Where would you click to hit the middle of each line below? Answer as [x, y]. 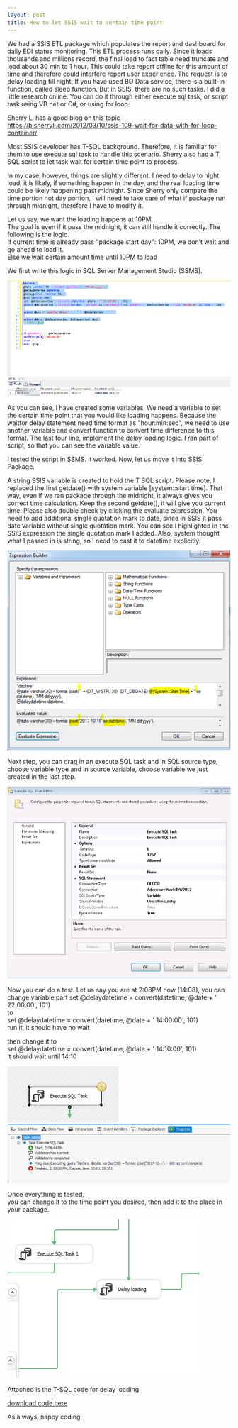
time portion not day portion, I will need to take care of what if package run [117, 198]
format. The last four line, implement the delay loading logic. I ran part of [113, 438]
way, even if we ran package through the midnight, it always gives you [110, 495]
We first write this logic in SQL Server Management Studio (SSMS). [105, 270]
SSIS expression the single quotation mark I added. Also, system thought [113, 533]
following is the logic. [38, 234]
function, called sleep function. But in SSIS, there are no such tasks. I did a [116, 89]
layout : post [27, 15]
